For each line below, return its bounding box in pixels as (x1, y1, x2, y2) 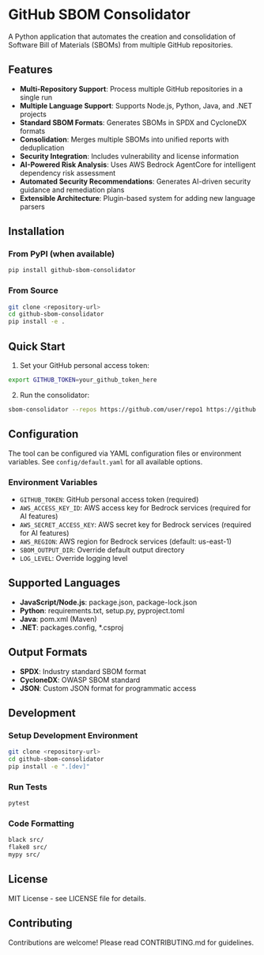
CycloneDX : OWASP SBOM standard (19, 675, 141, 684)
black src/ (8, 836, 44, 844)
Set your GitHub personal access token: (19, 361, 150, 370)
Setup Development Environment (8, 730, 138, 741)
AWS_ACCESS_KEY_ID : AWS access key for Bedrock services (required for (19, 502, 251, 512)
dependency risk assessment (19, 168, 116, 177)
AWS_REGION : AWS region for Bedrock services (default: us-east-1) (19, 536, 232, 546)
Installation (8, 225, 65, 238)
